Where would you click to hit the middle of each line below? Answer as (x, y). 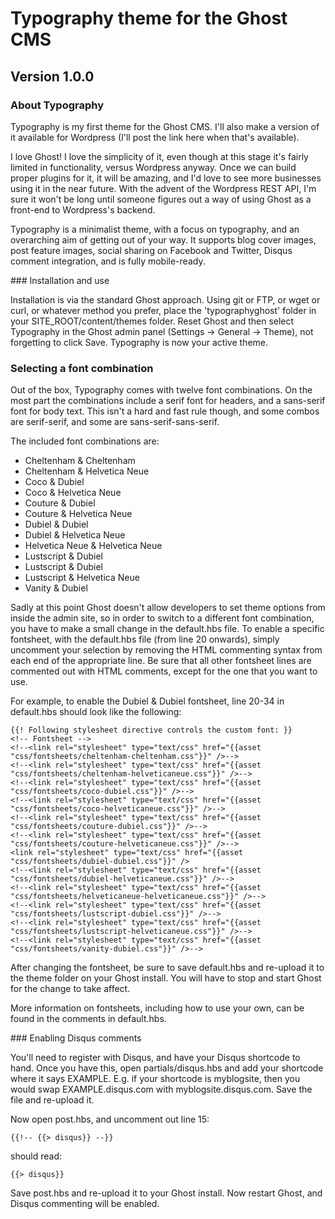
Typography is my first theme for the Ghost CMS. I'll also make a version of (165, 126)
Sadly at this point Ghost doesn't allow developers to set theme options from (168, 608)
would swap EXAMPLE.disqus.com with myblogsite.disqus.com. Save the (161, 1089)
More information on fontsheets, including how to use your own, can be (157, 1008)
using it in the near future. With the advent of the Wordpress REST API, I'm (163, 188)
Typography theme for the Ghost (149, 18)
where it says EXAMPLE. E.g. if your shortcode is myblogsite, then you (155, 1079)
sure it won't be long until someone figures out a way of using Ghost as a (161, 199)
